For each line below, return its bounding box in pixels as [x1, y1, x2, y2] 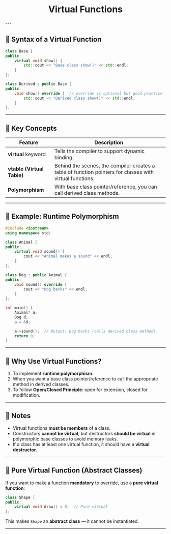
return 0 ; [14, 333, 36, 339]
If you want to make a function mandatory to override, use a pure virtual [5, 480, 158, 486]
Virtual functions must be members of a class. [12, 425, 111, 431]
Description [94, 139, 124, 146]
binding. [54, 154, 74, 161]
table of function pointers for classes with [54, 169, 154, 176]
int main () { [5, 305, 33, 311]
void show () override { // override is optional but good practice [14, 91, 163, 96]
